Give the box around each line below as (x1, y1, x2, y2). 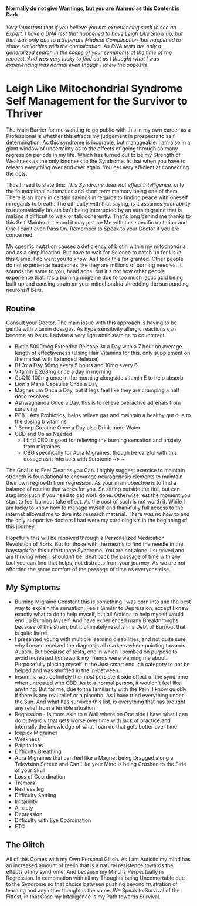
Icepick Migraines (14, 729, 58, 736)
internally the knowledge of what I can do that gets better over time (14, 723, 178, 730)
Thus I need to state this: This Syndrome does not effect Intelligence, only (6, 182, 185, 189)
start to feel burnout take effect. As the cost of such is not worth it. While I (6, 498, 185, 505)
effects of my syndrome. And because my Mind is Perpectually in (6, 868, 164, 875)
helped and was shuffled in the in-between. (14, 667, 120, 674)
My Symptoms (6, 582, 60, 593)
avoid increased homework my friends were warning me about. (14, 654, 168, 661)
